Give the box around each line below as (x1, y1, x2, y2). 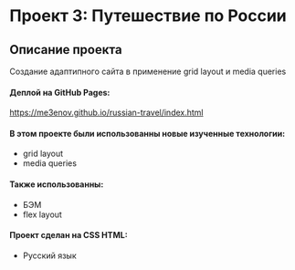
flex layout (22, 209, 62, 220)
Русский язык (22, 250, 77, 261)
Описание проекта (9, 42, 122, 57)
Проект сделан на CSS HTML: (9, 230, 128, 241)
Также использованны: (9, 179, 104, 190)
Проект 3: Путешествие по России (9, 5, 288, 26)
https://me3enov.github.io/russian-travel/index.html (9, 107, 204, 119)
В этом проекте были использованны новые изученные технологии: (9, 128, 286, 139)
